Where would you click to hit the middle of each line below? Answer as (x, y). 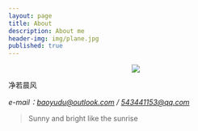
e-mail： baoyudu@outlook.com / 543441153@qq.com (99, 103)
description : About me (46, 31)
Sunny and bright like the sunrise (83, 119)
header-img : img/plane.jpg (54, 38)
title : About (30, 23)
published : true (36, 46)
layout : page (30, 16)
